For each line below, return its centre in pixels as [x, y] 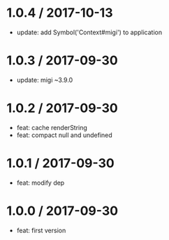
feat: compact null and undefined [64, 135]
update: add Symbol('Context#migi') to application [89, 32]
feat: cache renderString [52, 127]
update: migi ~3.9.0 [45, 80]
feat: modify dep [41, 183]
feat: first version [41, 230]
